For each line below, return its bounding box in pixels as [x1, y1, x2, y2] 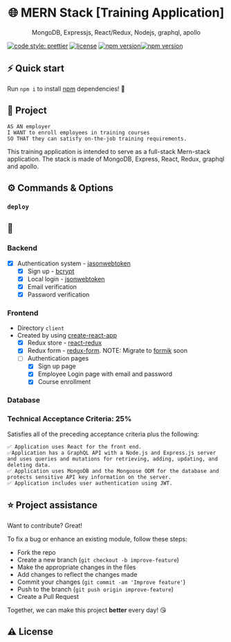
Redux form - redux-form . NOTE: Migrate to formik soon [27, 347, 188, 355]
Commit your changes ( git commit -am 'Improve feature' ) [17, 578, 186, 586]
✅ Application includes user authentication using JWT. [7, 480, 173, 487]
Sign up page [37, 362, 76, 370]
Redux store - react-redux [27, 338, 102, 347]
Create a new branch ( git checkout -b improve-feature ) [17, 555, 180, 564]
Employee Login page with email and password [37, 370, 173, 379]
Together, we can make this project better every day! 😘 [7, 605, 167, 614]
